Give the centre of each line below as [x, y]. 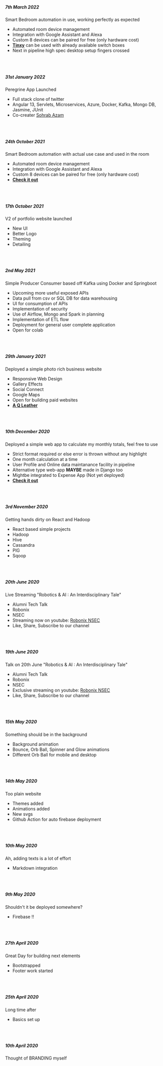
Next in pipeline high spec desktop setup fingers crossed [71, 50]
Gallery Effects [28, 384]
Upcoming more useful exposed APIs [50, 293]
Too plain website [23, 793]
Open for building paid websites [45, 400]
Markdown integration [35, 868]
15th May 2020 [21, 722]
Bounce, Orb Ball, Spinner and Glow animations [61, 749]
